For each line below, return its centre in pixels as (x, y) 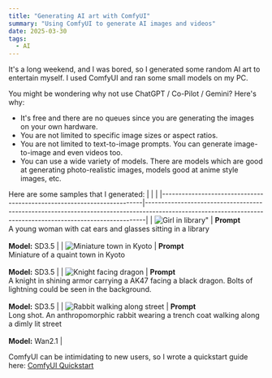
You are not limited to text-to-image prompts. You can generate (126, 144)
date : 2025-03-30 (38, 31)
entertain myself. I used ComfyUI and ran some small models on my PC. (129, 78)
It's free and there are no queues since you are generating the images (137, 118)
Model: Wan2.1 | (36, 341)
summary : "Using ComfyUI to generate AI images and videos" (112, 24)
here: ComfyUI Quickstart (51, 366)
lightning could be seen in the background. (80, 289)
